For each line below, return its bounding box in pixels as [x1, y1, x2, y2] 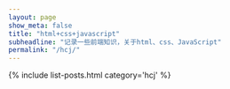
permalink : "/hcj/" [8, 46, 81, 55]
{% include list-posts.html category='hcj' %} [8, 70, 171, 80]
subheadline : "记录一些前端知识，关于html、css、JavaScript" [8, 37, 222, 47]
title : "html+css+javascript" [8, 29, 121, 38]
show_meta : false [8, 21, 73, 30]
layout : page [8, 12, 57, 22]
